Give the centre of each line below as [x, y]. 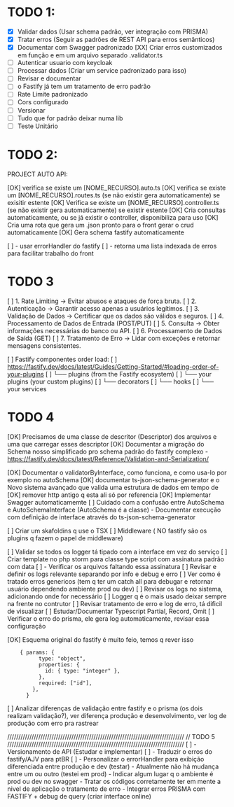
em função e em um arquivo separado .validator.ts [90, 55]
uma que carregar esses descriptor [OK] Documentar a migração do [106, 444]
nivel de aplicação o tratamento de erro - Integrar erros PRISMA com [106, 789]
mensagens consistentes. [44, 345]
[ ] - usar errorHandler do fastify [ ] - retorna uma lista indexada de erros [112, 246]
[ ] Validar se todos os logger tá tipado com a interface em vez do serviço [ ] [117, 552]
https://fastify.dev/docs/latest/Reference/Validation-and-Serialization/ [108, 458]
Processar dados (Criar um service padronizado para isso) [102, 71]
